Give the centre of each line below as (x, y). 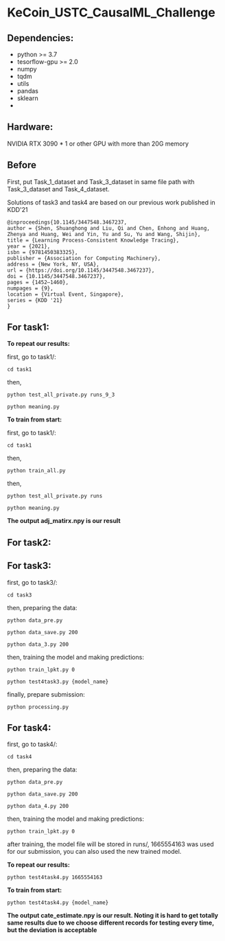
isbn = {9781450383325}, (43, 252)
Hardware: (30, 127)
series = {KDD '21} (35, 300)
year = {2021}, (29, 246)
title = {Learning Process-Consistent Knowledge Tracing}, (93, 240)
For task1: (28, 327)
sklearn (28, 98)
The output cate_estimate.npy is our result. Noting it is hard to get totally (113, 916)
